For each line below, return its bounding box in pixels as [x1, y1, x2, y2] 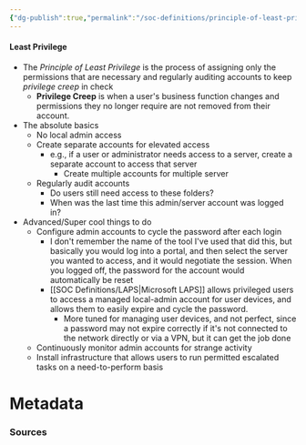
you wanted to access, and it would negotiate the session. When [49, 255, 292, 266]
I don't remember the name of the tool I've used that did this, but [49, 236, 293, 247]
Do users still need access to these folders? [49, 187, 214, 198]
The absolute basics [22, 119, 99, 130]
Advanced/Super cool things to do [22, 216, 152, 228]
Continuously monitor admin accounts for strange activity [36, 342, 252, 353]
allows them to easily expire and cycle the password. [49, 303, 249, 314]
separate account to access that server [49, 158, 198, 169]
